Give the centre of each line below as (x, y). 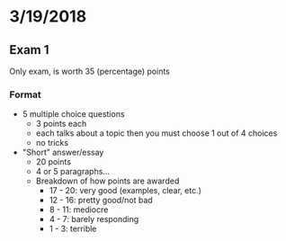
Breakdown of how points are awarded (107, 181)
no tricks (52, 143)
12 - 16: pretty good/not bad (101, 201)
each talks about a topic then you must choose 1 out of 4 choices (156, 133)
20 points (54, 162)
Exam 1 (29, 50)
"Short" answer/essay (63, 152)
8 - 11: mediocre (79, 210)
